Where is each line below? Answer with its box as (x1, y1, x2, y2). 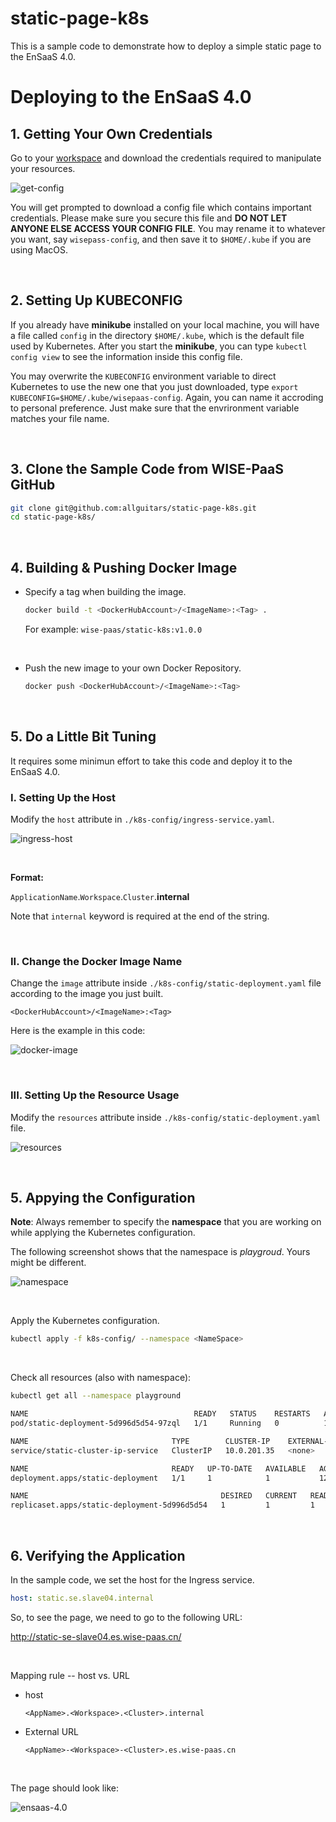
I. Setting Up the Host (10, 790, 116, 804)
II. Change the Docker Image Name (10, 954, 183, 968)
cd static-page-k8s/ (10, 512, 97, 522)
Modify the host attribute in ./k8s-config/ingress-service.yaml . (10, 813, 275, 825)
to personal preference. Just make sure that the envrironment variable (10, 402, 300, 414)
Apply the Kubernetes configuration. (10, 1315, 160, 1327)
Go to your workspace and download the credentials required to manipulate (10, 152, 322, 164)
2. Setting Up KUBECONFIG (10, 292, 183, 309)
